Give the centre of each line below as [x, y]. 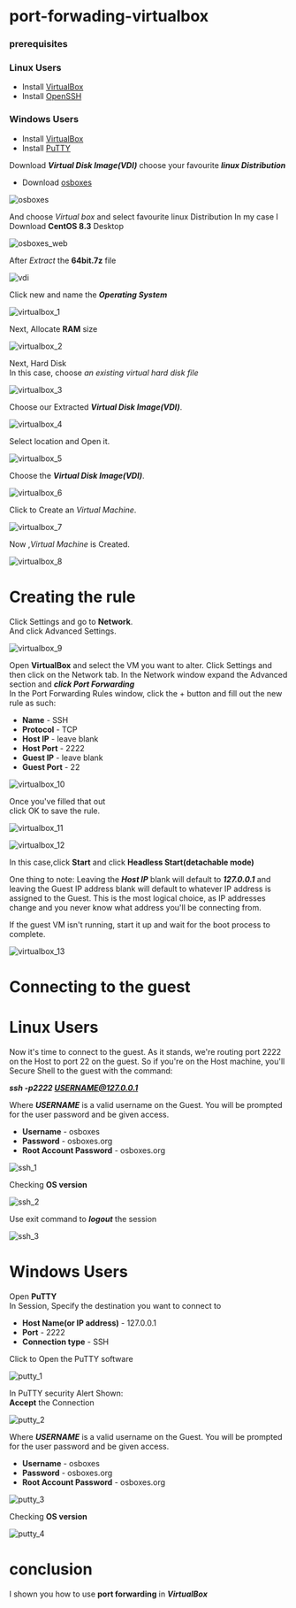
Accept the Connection [52, 1402]
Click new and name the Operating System [88, 295]
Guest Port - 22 [51, 766]
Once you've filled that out [57, 801]
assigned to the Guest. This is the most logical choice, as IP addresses [138, 898]
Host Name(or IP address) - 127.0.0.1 [89, 1323]
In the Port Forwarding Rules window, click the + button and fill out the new [146, 693]
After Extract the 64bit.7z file [63, 260]
